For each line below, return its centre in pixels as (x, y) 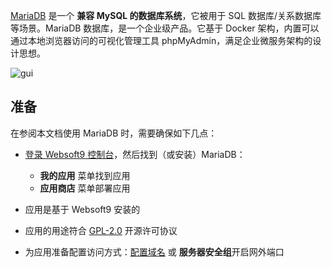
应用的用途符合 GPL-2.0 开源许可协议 (101, 230)
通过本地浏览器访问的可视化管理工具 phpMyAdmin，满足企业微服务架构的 (161, 40)
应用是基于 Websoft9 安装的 (82, 209)
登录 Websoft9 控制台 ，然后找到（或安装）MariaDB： (135, 154)
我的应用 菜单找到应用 (85, 175)
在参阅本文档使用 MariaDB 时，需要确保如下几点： (114, 133)
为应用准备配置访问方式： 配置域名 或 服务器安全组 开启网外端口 (154, 251)
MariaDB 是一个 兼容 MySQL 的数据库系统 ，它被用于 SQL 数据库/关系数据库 (166, 15)
